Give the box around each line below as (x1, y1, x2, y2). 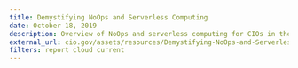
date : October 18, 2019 (9, 21, 98, 30)
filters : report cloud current (9, 46, 125, 55)
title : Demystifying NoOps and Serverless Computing (9, 12, 208, 22)
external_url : (9, 37, 62, 47)
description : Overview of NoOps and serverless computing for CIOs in (9, 29, 276, 38)
